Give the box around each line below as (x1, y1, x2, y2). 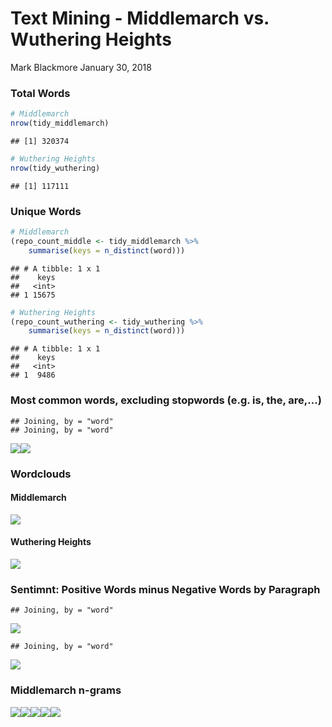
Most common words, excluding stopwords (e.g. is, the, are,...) (10, 393, 322, 407)
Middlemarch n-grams (10, 683, 122, 697)
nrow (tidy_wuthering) (10, 163, 101, 173)
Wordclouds (10, 467, 72, 481)
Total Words (10, 86, 71, 100)
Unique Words (10, 204, 82, 218)
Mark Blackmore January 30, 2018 (10, 61, 152, 73)
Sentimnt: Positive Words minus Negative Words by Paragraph (10, 582, 321, 596)
